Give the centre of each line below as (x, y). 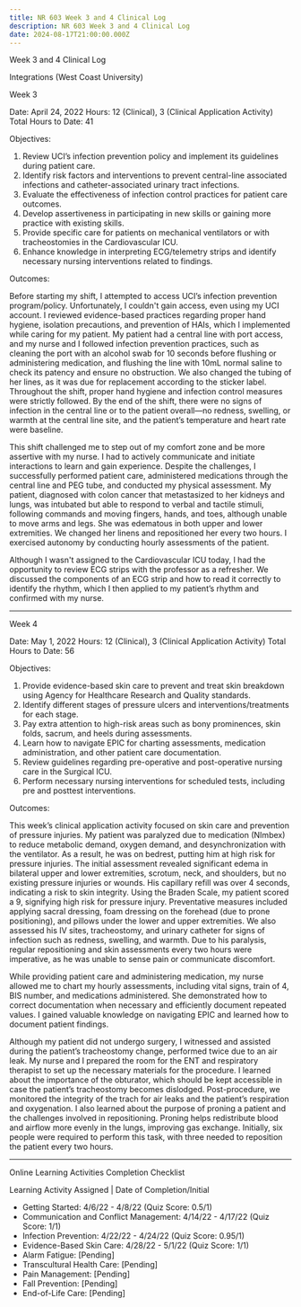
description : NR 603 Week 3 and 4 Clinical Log (100, 26)
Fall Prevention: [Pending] (70, 1284)
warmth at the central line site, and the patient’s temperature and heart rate (148, 420)
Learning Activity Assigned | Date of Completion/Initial (109, 1190)
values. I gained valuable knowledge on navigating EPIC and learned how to (149, 1015)
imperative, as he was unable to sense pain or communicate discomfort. (142, 959)
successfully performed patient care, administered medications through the (149, 476)
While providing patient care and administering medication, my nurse (137, 976)
